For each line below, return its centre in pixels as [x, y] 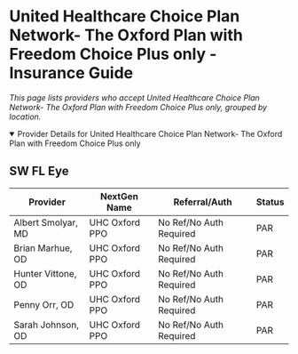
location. [25, 117]
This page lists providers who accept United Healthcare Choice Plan [134, 97]
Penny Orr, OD [44, 304]
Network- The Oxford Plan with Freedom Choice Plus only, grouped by [138, 107]
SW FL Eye [39, 171]
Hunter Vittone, [45, 273]
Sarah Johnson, [47, 325]
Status [270, 202]
